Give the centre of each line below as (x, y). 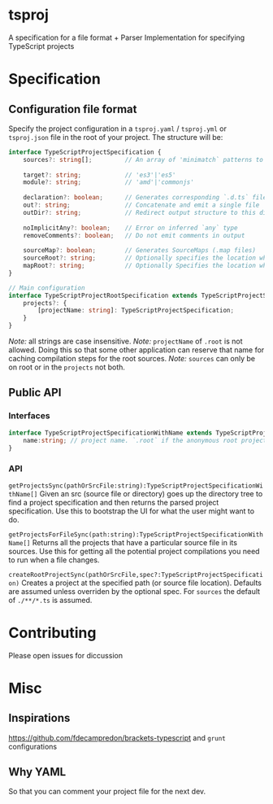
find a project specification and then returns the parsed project (114, 502)
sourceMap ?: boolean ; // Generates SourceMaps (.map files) (139, 251)
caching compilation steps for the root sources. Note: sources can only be (132, 359)
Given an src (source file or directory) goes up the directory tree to (151, 493)
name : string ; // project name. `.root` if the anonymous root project (145, 440)
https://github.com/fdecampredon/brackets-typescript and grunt (117, 737)
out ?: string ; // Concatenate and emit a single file (141, 205)
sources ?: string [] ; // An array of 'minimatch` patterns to (143, 159)
